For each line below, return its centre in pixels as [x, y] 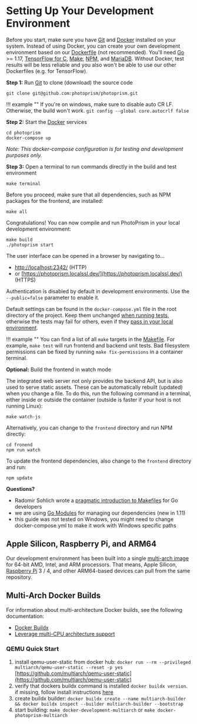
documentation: [25, 616]
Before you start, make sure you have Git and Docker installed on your [91, 40]
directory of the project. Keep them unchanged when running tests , [88, 315]
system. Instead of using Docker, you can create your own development [93, 46]
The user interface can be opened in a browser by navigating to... [85, 255]
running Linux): [24, 406]
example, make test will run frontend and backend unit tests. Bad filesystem [98, 345]
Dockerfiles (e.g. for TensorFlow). [47, 71]
